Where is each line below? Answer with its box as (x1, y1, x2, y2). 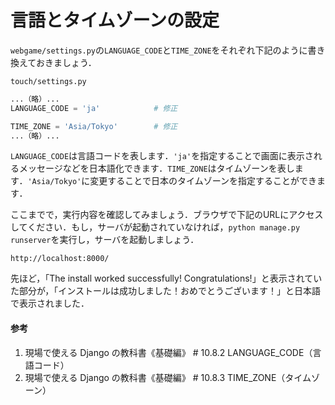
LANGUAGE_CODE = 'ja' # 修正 (10, 103, 178, 113)
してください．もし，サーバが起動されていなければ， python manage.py (10, 221, 301, 233)
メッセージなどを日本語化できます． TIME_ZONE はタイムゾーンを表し (18, 162, 295, 175)
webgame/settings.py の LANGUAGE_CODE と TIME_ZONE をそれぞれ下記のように (10, 44, 308, 56)
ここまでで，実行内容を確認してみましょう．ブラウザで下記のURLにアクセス (10, 209, 324, 221)
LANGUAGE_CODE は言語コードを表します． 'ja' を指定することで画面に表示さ (10, 150, 314, 162)
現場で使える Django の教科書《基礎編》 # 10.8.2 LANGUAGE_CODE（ (24, 346, 313, 358)
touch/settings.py (10, 76, 87, 86)
